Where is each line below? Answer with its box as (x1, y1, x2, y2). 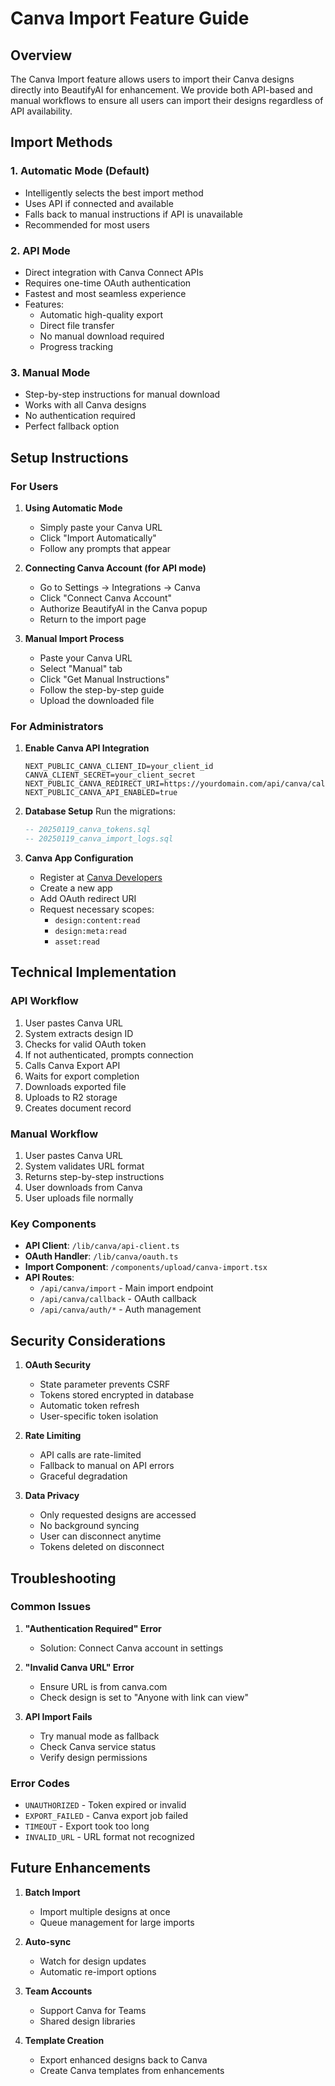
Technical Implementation (10, 964, 177, 981)
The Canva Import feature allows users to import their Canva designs (10, 73, 295, 85)
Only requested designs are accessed (39, 1509, 197, 1521)
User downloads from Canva (24, 1182, 143, 1193)
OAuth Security (24, 1359, 92, 1371)
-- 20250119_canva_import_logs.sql (24, 834, 174, 844)
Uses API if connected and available (24, 197, 174, 209)
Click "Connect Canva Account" (39, 592, 173, 604)
